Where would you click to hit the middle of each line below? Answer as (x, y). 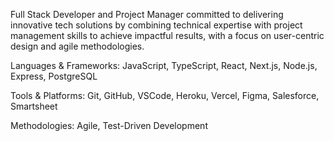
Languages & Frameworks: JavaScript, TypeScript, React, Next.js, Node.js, (164, 65)
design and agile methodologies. (77, 46)
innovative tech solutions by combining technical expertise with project (156, 25)
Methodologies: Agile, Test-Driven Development (109, 125)
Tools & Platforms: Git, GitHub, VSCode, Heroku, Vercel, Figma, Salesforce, (165, 95)
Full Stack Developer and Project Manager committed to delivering (147, 14)
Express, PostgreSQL (54, 76)
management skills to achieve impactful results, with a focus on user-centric (167, 35)
